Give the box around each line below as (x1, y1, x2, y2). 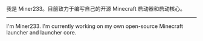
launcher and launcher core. (6, 29, 77, 36)
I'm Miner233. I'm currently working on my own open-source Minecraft (6, 23, 183, 30)
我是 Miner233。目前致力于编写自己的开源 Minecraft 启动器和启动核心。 (6, 5, 186, 12)
